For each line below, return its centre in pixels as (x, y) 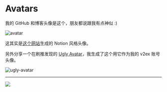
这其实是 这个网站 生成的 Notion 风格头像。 (48, 43)
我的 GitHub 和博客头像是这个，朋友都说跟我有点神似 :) (61, 23)
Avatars (22, 9)
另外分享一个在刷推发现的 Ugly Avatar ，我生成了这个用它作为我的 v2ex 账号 (83, 54)
